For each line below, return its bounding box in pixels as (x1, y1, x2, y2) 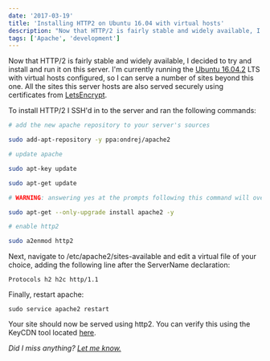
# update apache (8, 150, 63, 158)
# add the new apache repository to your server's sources (8, 121, 211, 129)
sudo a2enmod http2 (8, 237, 74, 245)
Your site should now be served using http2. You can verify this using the (8, 319, 251, 329)
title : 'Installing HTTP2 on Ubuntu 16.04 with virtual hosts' (8, 19, 225, 27)
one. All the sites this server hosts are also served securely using (8, 82, 223, 91)
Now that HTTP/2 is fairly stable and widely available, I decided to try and (8, 56, 252, 66)
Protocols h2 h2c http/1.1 (8, 276, 99, 284)
